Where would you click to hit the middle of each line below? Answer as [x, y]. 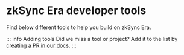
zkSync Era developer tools [76, 11]
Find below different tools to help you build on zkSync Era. [79, 27]
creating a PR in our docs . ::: [41, 45]
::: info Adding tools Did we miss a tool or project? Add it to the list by [92, 39]
